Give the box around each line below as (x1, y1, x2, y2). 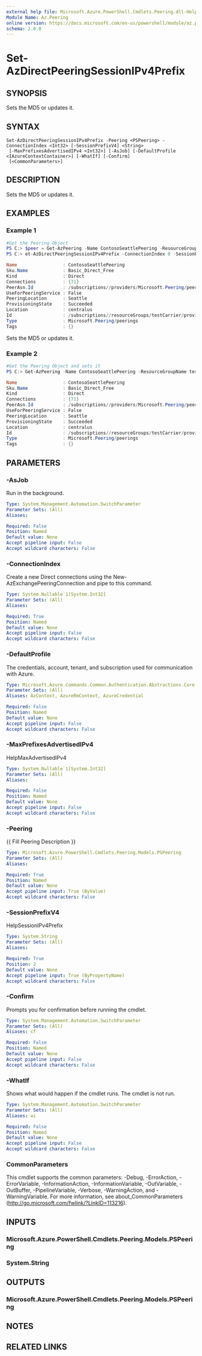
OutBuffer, (6, 1186, 32, 1194)
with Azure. (6, 670, 35, 677)
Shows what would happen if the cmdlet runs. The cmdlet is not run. (6, 1090, 176, 1097)
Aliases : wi (6, 1112, 36, 1119)
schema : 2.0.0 (6, 25, 42, 32)
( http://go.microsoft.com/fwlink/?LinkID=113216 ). (6, 1200, 127, 1207)
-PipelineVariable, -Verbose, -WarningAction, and (32, 1186, 155, 1194)
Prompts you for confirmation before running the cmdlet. (6, 1006, 147, 1013)
